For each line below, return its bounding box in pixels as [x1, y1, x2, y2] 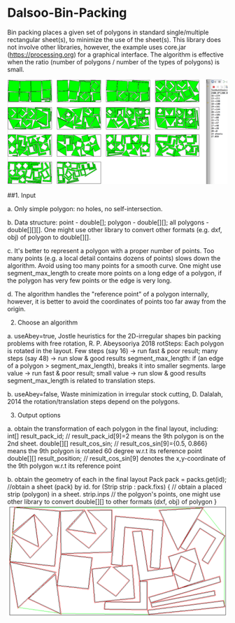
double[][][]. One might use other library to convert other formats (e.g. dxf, [7, 226, 222, 234]
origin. [7, 305, 26, 313]
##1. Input [7, 191, 36, 200]
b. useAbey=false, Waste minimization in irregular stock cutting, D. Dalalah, [7, 390, 224, 399]
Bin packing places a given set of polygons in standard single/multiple [7, 28, 209, 36]
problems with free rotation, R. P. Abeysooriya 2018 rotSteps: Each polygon [7, 339, 225, 348]
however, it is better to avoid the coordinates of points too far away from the [7, 297, 227, 306]
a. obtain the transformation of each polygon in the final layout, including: [7, 424, 219, 433]
